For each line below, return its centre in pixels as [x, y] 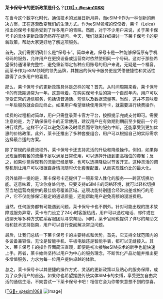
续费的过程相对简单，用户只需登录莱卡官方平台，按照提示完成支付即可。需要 [81, 115]
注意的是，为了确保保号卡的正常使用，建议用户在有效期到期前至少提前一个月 [81, 121]
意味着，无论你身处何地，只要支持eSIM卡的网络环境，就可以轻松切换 [87, 184]
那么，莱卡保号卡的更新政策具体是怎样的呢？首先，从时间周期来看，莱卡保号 [81, 87]
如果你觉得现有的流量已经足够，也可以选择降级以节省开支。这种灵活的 [83, 162]
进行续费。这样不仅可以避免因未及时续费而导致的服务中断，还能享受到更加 [79, 127]
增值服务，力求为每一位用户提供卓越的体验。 [54, 259]
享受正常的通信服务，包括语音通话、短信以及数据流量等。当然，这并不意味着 [81, 99]
